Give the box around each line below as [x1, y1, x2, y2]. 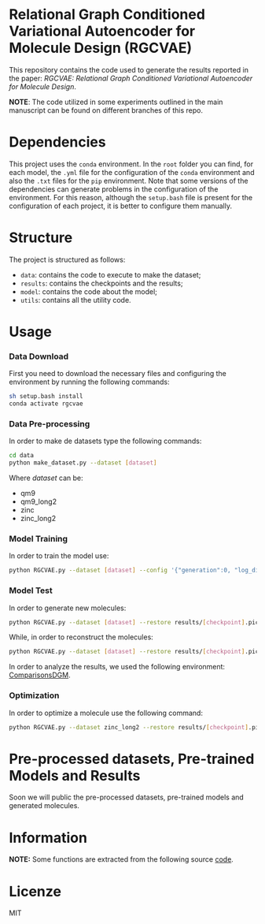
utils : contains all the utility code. [20, 295, 132, 304]
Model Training [9, 534, 68, 545]
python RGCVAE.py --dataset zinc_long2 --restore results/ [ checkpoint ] [9, 723, 248, 731]
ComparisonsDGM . [9, 670, 71, 680]
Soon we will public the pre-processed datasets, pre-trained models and [9, 792, 245, 802]
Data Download [9, 351, 69, 362]
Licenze [9, 882, 62, 900]
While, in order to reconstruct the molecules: [9, 632, 154, 642]
